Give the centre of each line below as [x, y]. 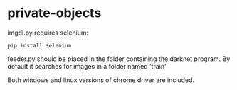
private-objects [54, 13]
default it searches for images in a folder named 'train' [87, 66]
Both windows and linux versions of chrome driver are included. [101, 80]
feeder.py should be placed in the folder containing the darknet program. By [119, 59]
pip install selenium [39, 45]
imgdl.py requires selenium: [48, 33]
